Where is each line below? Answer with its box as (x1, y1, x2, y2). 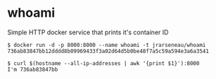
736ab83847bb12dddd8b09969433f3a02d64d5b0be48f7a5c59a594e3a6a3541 (7, 48, 210, 55)
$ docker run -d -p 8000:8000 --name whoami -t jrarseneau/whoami (7, 41, 206, 48)
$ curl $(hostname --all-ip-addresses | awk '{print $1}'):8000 (7, 59, 200, 67)
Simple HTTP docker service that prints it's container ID (7, 28, 169, 36)
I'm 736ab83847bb (7, 66, 58, 73)
